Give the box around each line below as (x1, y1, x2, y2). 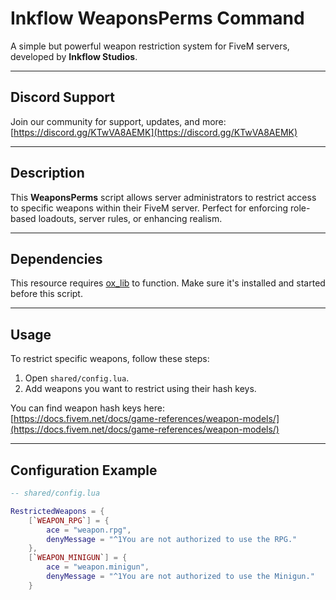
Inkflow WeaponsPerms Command (10, 7, 305, 30)
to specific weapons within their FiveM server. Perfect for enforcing (10, 202, 289, 214)
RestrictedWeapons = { (10, 506, 105, 516)
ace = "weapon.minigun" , (46, 562, 150, 572)
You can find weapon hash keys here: (10, 402, 166, 414)
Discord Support (10, 89, 115, 106)
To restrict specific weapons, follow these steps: (10, 353, 210, 365)
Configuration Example (10, 462, 158, 479)
